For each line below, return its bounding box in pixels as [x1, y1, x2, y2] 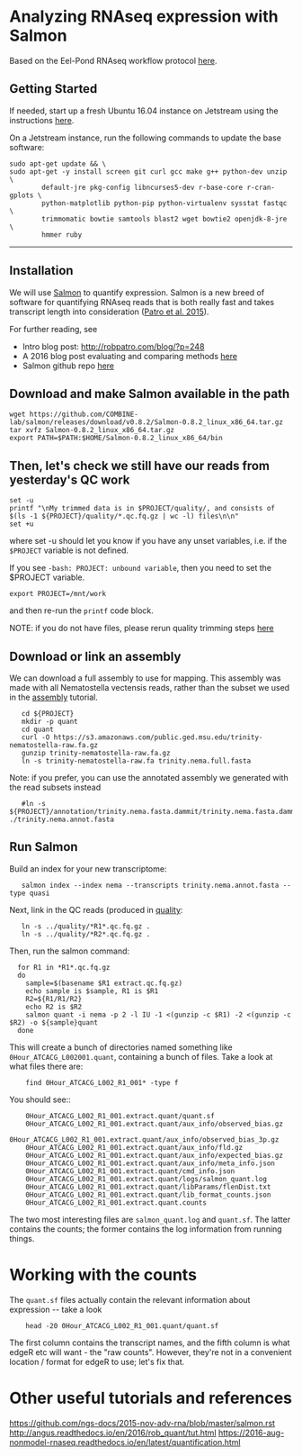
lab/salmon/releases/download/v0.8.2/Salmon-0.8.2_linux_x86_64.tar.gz [9, 418, 283, 427]
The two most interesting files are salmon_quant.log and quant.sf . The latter [9, 1214, 290, 1225]
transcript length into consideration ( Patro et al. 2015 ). [9, 306, 209, 317]
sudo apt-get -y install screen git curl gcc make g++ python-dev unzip [9, 167, 288, 176]
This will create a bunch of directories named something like [9, 1042, 233, 1053]
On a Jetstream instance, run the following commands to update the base [9, 132, 281, 143]
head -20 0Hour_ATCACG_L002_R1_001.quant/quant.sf [25, 1321, 219, 1330]
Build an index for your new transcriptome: [9, 863, 167, 874]
